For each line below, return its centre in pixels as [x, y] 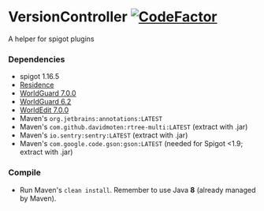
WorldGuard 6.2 [45, 102]
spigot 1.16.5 [39, 77]
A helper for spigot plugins [51, 39]
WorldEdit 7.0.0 [44, 110]
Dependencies [37, 59]
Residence [37, 85]
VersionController [68, 17]
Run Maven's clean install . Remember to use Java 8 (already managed [138, 190]
